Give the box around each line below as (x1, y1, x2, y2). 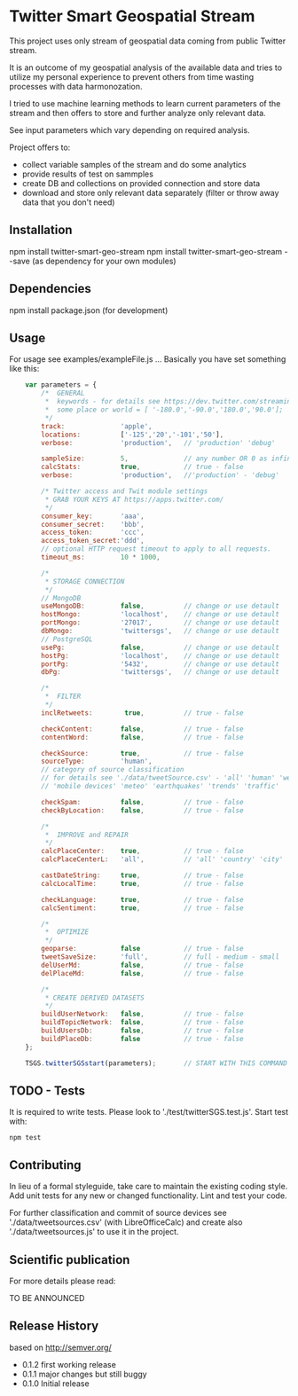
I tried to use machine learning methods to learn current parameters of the (9, 98, 281, 108)
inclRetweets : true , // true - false (41, 708, 244, 718)
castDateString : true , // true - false (41, 871, 244, 880)
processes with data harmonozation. (9, 81, 143, 91)
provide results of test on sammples (21, 169, 153, 179)
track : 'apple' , (41, 421, 153, 431)
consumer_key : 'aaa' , (41, 512, 145, 521)
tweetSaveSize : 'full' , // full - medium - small (41, 953, 279, 961)
